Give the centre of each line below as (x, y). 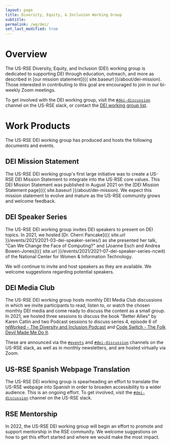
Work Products (38, 126)
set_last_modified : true (32, 29)
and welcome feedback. (31, 201)
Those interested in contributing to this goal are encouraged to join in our (82, 85)
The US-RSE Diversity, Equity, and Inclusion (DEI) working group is (75, 68)
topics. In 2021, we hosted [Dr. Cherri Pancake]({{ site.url (65, 235)
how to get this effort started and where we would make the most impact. (82, 437)
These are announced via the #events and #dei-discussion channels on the (84, 342)
